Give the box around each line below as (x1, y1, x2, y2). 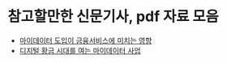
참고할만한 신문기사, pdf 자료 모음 (7, 7, 220, 26)
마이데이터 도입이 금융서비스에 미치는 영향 (19, 36, 152, 45)
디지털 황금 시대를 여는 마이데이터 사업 (19, 45, 141, 55)
